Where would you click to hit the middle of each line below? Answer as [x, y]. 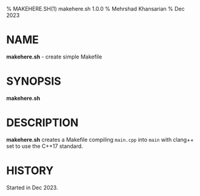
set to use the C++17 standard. [45, 146]
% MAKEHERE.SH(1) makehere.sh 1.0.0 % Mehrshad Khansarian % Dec [95, 9]
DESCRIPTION [42, 123]
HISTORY [30, 170]
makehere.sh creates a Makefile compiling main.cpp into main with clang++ [100, 139]
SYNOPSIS [34, 81]
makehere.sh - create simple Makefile [54, 57]
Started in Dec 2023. [32, 187]
